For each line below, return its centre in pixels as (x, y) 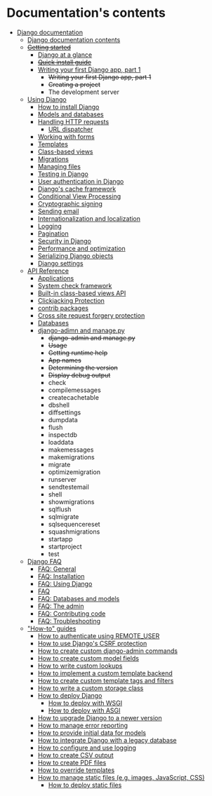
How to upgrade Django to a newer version (100, 717)
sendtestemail (68, 487)
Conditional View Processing (79, 196)
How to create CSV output (75, 755)
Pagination (53, 234)
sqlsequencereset (74, 524)
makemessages (71, 450)
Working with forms (66, 136)
